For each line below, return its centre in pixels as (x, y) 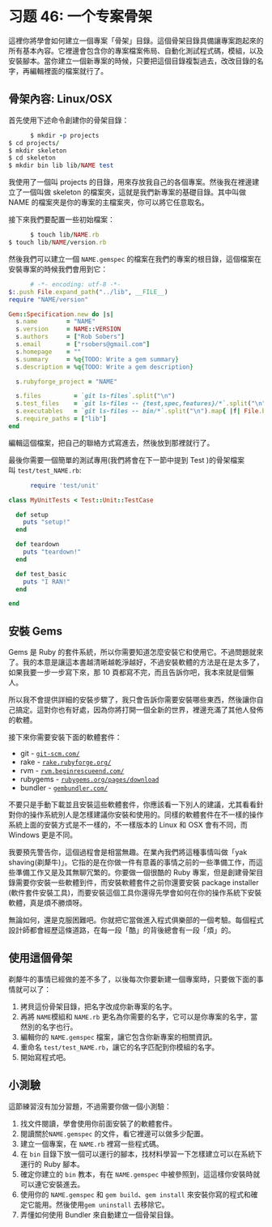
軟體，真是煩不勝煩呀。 (47, 903)
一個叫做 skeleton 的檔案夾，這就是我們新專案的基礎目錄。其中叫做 (134, 192)
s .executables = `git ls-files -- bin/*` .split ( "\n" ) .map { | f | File (137, 411)
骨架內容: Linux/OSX (61, 99)
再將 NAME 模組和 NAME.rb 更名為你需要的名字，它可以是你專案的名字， (135, 1016)
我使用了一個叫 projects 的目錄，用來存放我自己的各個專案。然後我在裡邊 (130, 182)
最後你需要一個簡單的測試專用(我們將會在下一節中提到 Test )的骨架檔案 (127, 460)
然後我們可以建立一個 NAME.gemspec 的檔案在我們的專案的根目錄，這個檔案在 (135, 259)
